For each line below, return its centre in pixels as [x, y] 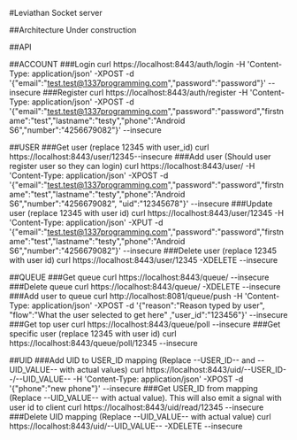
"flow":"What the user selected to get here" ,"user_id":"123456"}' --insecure [148, 315]
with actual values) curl [101, 370]
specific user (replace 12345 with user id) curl [93, 334]
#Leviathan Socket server [56, 13]
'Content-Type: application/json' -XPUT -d [86, 222]
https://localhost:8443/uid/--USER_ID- [216, 370]
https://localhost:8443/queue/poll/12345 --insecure [103, 343]
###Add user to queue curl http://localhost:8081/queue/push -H [126, 296]
